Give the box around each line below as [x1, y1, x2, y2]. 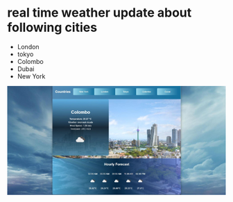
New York [17, 71, 46, 81]
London [17, 42, 40, 51]
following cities [7, 19, 98, 35]
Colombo [17, 57, 44, 65]
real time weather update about [7, 5, 192, 21]
